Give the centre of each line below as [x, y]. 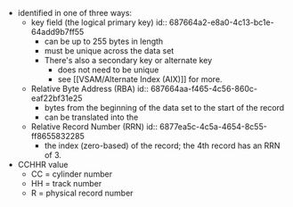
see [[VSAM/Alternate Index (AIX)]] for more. [140, 79]
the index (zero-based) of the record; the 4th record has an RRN [162, 145]
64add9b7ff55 [57, 32]
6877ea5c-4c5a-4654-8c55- [213, 127]
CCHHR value [43, 165]
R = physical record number [82, 193]
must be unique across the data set [109, 51]
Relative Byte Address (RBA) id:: [90, 89]
